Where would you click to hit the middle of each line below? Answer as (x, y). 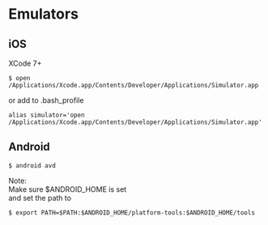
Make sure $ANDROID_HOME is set (68, 189)
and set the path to (40, 197)
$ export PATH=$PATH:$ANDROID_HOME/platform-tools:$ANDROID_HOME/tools (132, 212)
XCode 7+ (25, 63)
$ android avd (32, 166)
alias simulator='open (47, 115)
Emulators (44, 14)
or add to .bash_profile (46, 100)
